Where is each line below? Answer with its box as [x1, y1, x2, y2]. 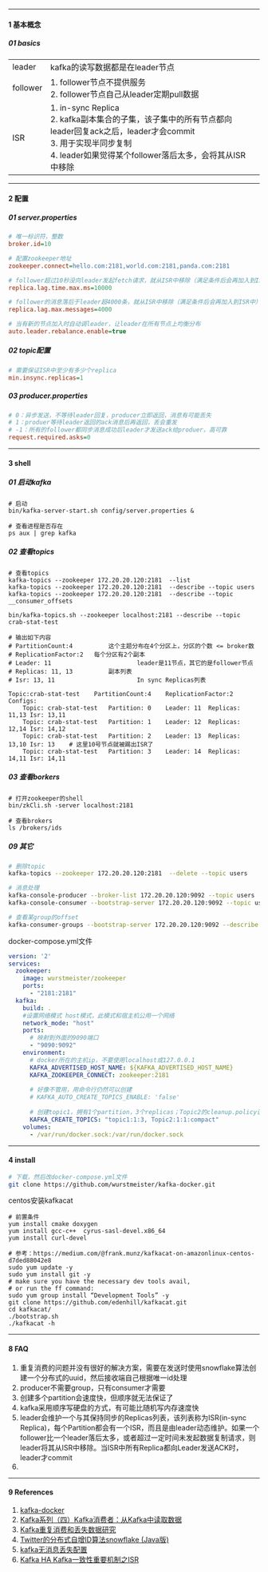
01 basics [8, 38, 41, 48]
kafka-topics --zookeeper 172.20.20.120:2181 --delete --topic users [8, 870, 248, 878]
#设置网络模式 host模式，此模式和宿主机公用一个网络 [22, 1012, 175, 1020]
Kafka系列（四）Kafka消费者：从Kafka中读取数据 [19, 1514, 182, 1524]
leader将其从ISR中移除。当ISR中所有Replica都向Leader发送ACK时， [19, 1443, 243, 1452]
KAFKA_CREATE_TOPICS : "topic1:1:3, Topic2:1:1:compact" [29, 1116, 219, 1124]
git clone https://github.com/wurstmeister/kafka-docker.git [8, 1180, 216, 1188]
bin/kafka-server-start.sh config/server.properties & [8, 507, 195, 515]
